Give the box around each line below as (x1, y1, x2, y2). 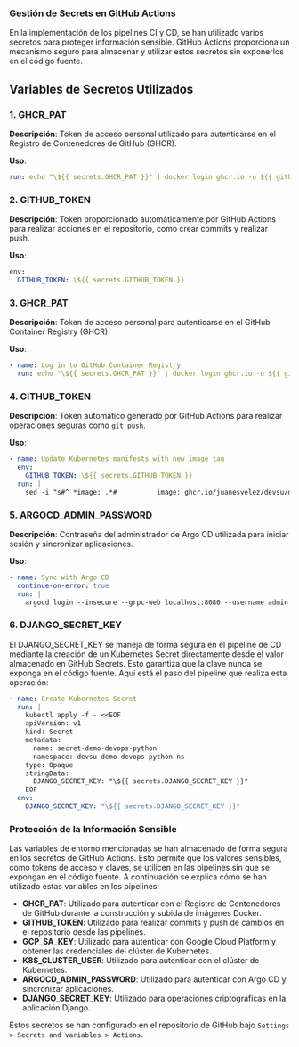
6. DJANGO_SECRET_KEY (9, 618, 123, 631)
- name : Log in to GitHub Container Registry (9, 361, 181, 370)
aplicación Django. (21, 1002, 91, 1013)
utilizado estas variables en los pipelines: (9, 881, 160, 892)
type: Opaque (25, 760, 74, 769)
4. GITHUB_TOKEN (9, 390, 92, 403)
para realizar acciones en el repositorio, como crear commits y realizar (9, 224, 269, 234)
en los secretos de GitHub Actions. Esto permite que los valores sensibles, (9, 853, 282, 863)
